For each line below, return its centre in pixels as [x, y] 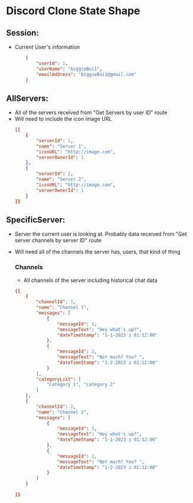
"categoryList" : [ [59, 379]
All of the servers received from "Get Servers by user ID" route [91, 113]
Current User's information [47, 47]
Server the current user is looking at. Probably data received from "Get [101, 234]
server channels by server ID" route [58, 241]
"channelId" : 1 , [56, 302]
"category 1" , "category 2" [81, 385]
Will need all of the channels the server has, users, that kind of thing [98, 252]
